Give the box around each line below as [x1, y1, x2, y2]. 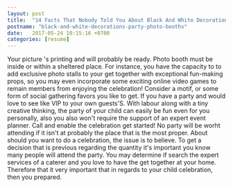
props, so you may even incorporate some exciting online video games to [7, 77, 217, 85]
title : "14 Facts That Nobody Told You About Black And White [7, 17, 194, 24]
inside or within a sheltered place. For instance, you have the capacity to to [7, 62, 222, 71]
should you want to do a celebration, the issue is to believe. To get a [7, 136, 202, 144]
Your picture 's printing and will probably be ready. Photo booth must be [7, 55, 214, 63]
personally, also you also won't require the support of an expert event [7, 114, 206, 122]
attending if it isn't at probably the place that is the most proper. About [7, 129, 208, 137]
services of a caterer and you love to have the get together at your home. [7, 158, 216, 166]
